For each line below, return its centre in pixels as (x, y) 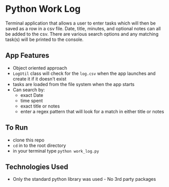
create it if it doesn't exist (39, 79)
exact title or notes (40, 106)
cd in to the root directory (39, 145)
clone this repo (28, 140)
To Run (17, 128)
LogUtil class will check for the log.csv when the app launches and (84, 73)
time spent (31, 100)
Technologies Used (37, 167)
